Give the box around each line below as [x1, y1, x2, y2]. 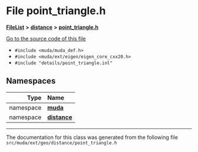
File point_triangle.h [6, 4, 106, 18]
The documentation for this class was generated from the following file [6, 134, 179, 141]
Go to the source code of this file [6, 35, 86, 42]
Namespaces [6, 76, 56, 86]
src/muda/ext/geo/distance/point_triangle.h [6, 140, 117, 146]
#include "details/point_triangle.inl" [14, 60, 113, 66]
